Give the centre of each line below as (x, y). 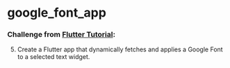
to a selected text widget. (54, 57)
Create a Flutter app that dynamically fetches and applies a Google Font (120, 49)
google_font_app (57, 13)
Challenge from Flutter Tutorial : (61, 35)
